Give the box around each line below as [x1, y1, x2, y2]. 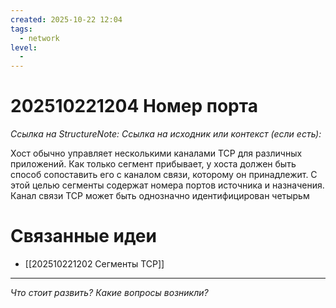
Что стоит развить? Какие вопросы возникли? [10, 287, 209, 298]
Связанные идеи [10, 225, 157, 248]
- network [19, 33, 60, 43]
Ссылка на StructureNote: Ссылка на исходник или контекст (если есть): [10, 128, 322, 140]
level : [10, 42, 38, 53]
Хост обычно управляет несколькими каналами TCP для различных [10, 147, 303, 160]
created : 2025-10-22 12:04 [10, 14, 123, 25]
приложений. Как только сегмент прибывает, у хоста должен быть [10, 158, 297, 170]
